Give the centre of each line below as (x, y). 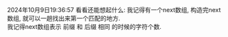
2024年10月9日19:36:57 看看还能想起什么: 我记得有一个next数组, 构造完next (114, 10)
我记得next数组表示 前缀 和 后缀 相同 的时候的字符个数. (85, 27)
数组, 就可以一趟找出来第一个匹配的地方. (64, 18)
